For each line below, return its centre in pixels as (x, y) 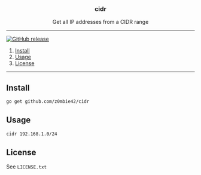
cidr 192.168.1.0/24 (32, 134)
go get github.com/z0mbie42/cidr (48, 102)
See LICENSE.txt (26, 167)
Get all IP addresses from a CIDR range (100, 22)
